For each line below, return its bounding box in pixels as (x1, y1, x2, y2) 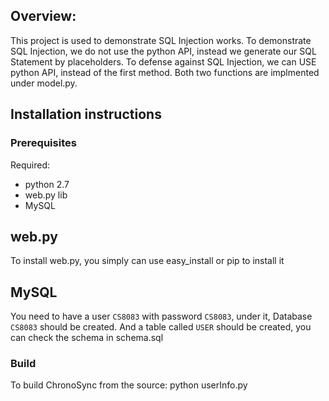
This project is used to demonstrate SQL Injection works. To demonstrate (10, 34, 312, 46)
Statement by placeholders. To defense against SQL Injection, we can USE (10, 55, 317, 68)
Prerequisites (10, 136, 77, 150)
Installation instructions (10, 106, 162, 123)
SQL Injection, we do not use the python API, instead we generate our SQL (10, 45, 317, 57)
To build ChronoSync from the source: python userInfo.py (10, 379, 248, 391)
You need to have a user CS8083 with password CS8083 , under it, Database (10, 310, 313, 323)
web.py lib (24, 189, 68, 201)
